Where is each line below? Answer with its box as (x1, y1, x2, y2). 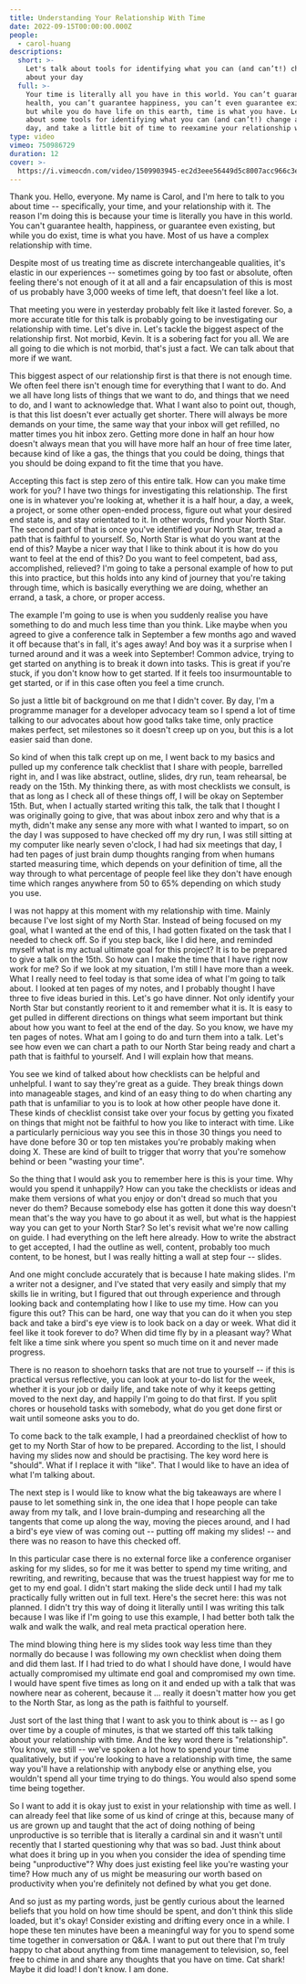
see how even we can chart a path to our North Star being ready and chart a (9, 1041, 296, 1052)
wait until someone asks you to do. (9, 1413, 140, 1424)
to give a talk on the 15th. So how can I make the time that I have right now (9, 954, 289, 965)
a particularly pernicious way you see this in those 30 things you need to (9, 1127, 282, 1138)
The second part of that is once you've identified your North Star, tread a (9, 524, 283, 535)
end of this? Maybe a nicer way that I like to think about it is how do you (9, 543, 279, 554)
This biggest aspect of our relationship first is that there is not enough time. (9, 371, 292, 382)
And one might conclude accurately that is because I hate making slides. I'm (9, 1269, 296, 1280)
